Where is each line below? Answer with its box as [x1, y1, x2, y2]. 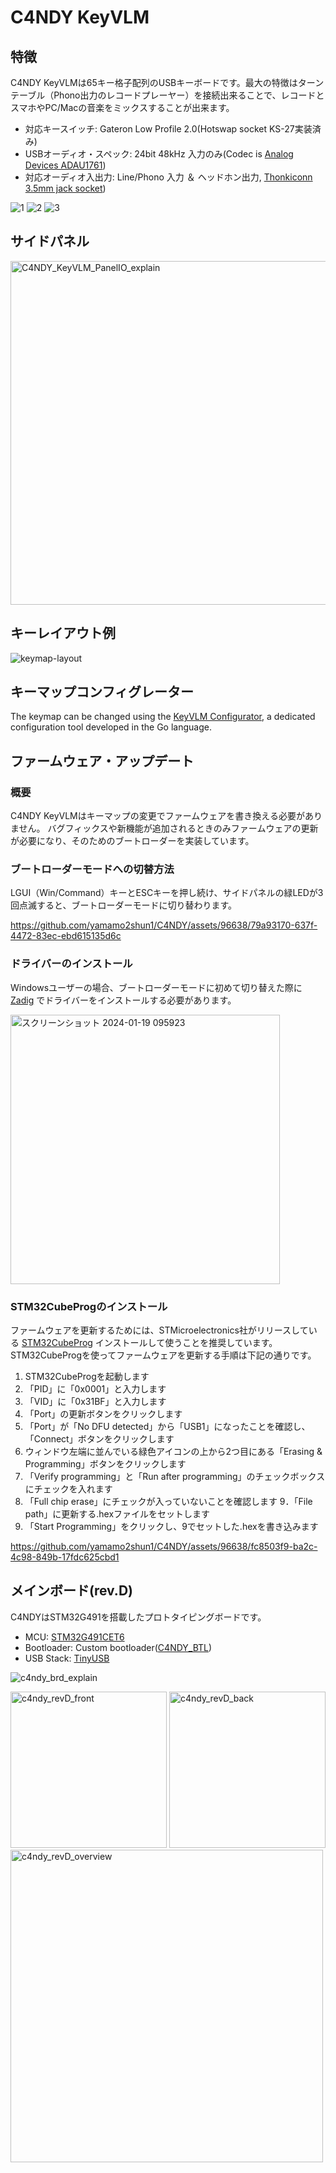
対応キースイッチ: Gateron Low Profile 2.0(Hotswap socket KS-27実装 [24, 123, 313, 135]
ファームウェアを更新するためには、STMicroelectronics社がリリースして [10, 1324, 309, 1336]
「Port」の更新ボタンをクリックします [24, 1408, 183, 1420]
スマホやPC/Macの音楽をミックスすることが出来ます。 [10, 102, 235, 113]
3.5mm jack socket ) [24, 182, 107, 194]
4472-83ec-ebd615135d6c [10, 930, 122, 942]
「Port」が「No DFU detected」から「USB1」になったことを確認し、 [24, 1421, 311, 1433]
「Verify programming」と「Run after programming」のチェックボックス [24, 1471, 326, 1483]
